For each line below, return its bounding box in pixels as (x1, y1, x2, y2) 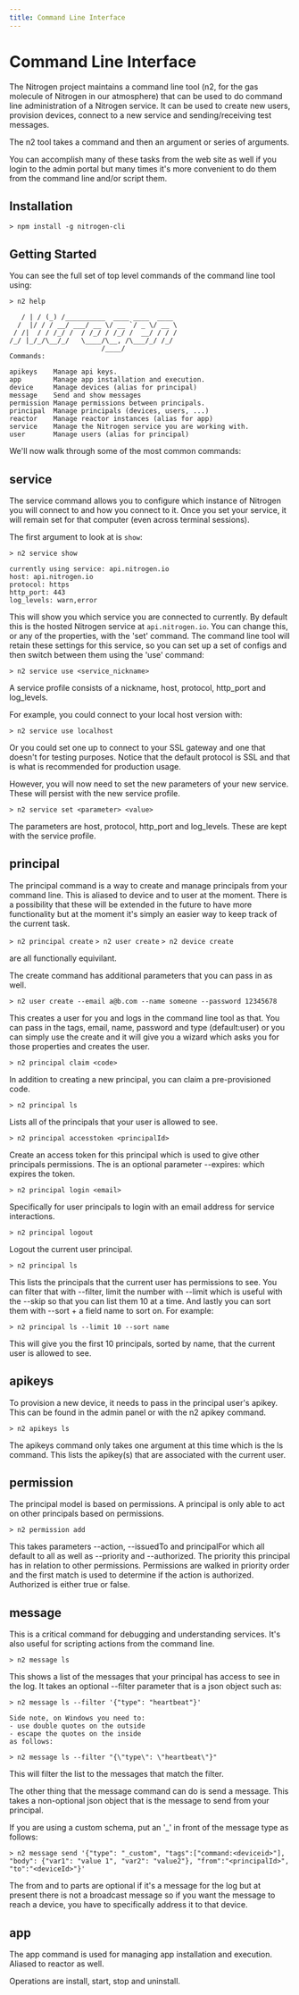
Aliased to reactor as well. (9, 1958, 104, 1969)
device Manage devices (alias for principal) (9, 383, 198, 392)
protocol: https (9, 580, 70, 589)
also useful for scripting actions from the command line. (9, 1638, 215, 1649)
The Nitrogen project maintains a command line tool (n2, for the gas (9, 81, 259, 92)
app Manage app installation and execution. (9, 375, 205, 384)
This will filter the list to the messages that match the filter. (9, 1769, 225, 1780)
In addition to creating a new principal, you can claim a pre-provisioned (9, 1073, 271, 1084)
